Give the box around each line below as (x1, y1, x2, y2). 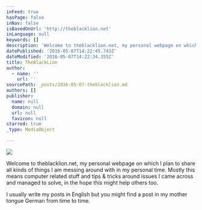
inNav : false (6, 20, 39, 26)
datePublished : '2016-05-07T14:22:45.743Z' (6, 48, 117, 54)
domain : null (11, 104, 44, 110)
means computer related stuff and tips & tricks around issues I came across (6, 173, 194, 180)
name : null (11, 98, 39, 104)
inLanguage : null (6, 31, 50, 37)
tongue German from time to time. (6, 197, 90, 204)
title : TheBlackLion (6, 59, 58, 65)
